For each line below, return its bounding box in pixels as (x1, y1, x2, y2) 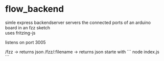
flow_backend (5, 3, 64, 15)
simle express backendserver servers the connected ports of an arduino (5, 20, 151, 25)
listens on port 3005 (5, 39, 46, 45)
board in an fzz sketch (5, 24, 50, 30)
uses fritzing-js (5, 30, 36, 36)
